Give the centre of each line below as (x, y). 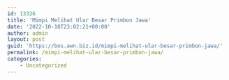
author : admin (28, 33)
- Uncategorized (44, 65)
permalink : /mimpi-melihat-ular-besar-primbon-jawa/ (86, 53)
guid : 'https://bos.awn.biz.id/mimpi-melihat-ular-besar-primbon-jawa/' (115, 46)
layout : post (26, 40)
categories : (24, 59)
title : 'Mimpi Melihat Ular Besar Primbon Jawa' (79, 20)
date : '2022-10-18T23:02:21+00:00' (59, 26)
